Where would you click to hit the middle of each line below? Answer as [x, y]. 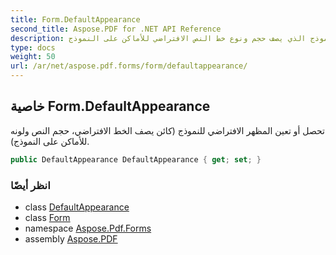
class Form [47, 217]
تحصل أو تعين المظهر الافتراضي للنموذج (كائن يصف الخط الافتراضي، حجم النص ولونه [167, 130]
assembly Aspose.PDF [71, 238]
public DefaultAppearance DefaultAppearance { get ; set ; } [136, 159]
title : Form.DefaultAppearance [75, 19]
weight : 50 [33, 57]
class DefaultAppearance [77, 207]
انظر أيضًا [30, 185]
